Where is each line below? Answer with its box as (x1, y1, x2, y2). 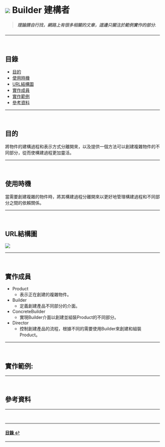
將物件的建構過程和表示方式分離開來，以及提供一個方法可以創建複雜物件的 (5, 143, 156, 149)
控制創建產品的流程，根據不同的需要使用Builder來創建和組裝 (19, 326, 141, 332)
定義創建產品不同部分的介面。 (19, 303, 80, 309)
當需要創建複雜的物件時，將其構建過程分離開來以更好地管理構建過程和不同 (5, 193, 156, 199)
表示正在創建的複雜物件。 (19, 291, 72, 298)
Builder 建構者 (12, 4, 70, 16)
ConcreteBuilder (12, 309, 46, 315)
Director (12, 320, 29, 326)
